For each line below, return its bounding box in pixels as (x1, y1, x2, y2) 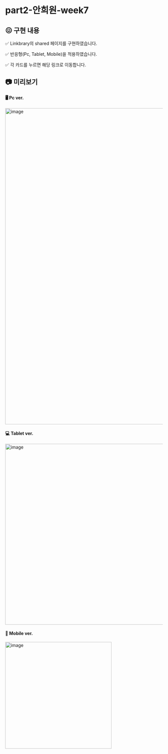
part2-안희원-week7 (5, 5, 89, 16)
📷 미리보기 (5, 78, 38, 86)
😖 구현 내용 (5, 26, 40, 35)
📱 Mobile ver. (5, 630, 33, 636)
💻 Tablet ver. (5, 430, 33, 437)
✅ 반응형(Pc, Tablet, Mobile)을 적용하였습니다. (5, 51, 97, 57)
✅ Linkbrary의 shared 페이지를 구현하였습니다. (5, 41, 97, 46)
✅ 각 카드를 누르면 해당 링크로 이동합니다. (5, 62, 86, 68)
